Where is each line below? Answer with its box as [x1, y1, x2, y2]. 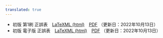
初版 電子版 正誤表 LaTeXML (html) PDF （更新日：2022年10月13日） [12, 28, 161, 34]
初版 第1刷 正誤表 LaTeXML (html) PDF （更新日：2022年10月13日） [12, 21, 158, 27]
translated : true [5, 7, 42, 12]
